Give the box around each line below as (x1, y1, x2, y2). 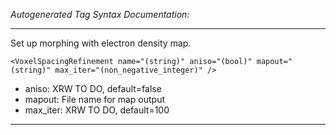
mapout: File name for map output (24, 94, 166, 105)
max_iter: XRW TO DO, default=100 (24, 104, 170, 116)
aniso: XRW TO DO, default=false (24, 83, 162, 94)
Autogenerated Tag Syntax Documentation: (10, 9, 190, 20)
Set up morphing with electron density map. (10, 37, 192, 49)
